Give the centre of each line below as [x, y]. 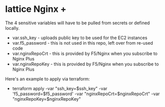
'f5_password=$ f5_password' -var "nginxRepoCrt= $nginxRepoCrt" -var [86, 94]
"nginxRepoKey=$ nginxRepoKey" [46, 99]
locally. [12, 28]
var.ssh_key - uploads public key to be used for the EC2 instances [80, 38]
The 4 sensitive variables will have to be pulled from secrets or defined [78, 23]
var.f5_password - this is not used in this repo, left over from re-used [82, 43]
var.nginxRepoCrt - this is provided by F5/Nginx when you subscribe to [85, 53]
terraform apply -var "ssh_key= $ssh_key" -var [60, 88]
